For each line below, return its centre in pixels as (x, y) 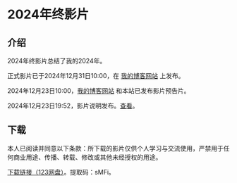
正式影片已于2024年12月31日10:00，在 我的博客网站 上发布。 (96, 76)
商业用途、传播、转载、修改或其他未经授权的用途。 (87, 157)
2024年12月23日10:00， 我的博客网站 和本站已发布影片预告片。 (99, 91)
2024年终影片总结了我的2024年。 (57, 61)
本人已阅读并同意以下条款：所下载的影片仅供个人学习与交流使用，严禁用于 (115, 148)
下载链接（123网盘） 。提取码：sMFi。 (61, 172)
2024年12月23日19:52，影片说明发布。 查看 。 (73, 106)
